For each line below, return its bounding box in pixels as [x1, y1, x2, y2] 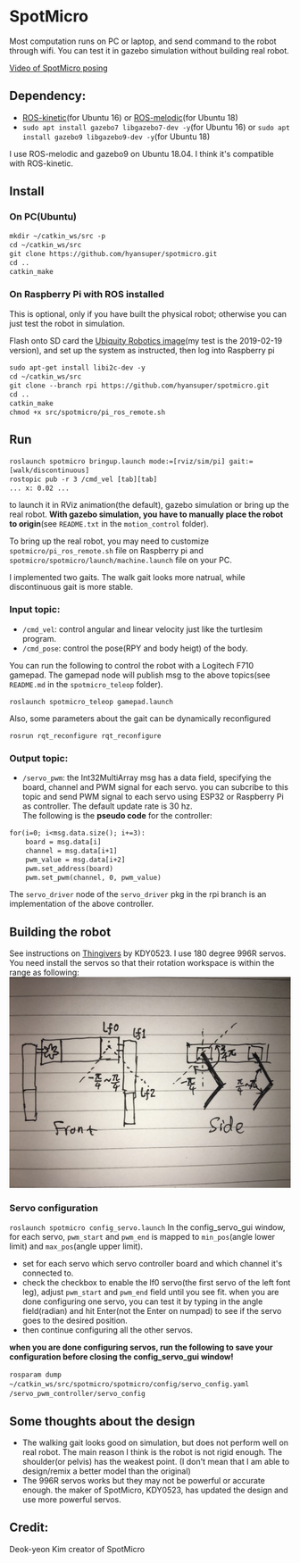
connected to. [21, 1268, 74, 1278]
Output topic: [9, 752, 69, 764]
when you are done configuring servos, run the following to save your [9, 1342, 273, 1353]
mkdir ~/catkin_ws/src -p [9, 232, 105, 241]
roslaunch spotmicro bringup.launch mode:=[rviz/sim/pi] [9, 457, 226, 466]
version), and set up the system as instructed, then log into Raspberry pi [9, 345, 275, 355]
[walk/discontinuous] [9, 466, 90, 475]
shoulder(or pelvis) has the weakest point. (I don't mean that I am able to [21, 1457, 290, 1467]
